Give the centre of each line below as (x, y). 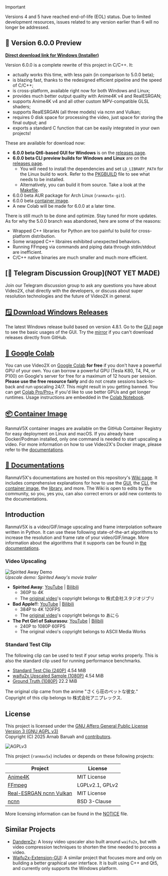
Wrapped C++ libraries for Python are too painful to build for (75, 231)
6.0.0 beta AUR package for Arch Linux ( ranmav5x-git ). (69, 195)
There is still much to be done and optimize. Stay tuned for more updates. (81, 216)
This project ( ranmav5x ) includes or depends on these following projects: (80, 756)
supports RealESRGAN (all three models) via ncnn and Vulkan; (77, 112)
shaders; (22, 106)
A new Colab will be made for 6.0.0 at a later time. (64, 206)
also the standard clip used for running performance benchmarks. (73, 661)
